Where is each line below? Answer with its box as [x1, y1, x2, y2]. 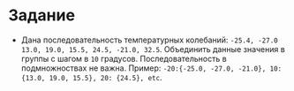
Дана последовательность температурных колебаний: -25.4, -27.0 [20, 34, 279, 45]
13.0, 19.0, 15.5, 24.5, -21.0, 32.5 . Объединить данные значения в [20, 43, 286, 54]
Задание [8, 5, 76, 26]
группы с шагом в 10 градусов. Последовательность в [20, 53, 227, 64]
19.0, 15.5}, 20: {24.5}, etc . [49, 72, 162, 82]
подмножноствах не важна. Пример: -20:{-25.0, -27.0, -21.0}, [20, 63, 267, 73]
